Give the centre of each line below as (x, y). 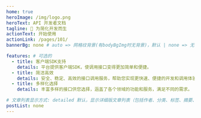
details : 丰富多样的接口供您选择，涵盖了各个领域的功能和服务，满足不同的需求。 (105, 90)
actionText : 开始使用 (31, 34)
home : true (20, 12)
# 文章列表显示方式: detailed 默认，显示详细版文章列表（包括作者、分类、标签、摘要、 (102, 100)
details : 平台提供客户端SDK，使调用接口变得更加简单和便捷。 (84, 67)
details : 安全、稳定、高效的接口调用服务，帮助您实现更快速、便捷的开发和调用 (103, 78)
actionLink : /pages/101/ (37, 40)
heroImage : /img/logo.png (38, 17)
